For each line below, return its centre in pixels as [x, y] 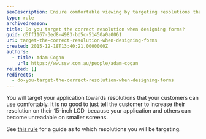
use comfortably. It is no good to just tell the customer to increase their [96, 104]
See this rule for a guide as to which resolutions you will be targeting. [93, 129]
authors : [17, 52]
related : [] [21, 69]
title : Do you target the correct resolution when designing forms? [96, 29]
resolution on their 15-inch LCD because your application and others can [99, 111]
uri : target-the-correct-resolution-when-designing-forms [82, 40]
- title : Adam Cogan [38, 58]
